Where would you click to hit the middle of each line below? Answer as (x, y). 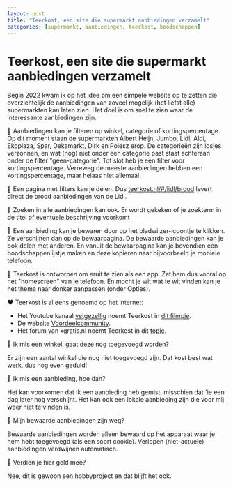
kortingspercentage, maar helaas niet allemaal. (74, 176)
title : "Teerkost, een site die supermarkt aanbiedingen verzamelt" (109, 20)
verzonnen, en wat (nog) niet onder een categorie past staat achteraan (109, 153)
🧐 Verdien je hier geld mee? (47, 463)
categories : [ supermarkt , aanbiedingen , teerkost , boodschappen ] (104, 27)
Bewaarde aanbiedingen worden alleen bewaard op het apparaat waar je (111, 434)
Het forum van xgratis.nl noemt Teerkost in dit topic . (92, 331)
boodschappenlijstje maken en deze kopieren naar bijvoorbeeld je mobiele (114, 253)
